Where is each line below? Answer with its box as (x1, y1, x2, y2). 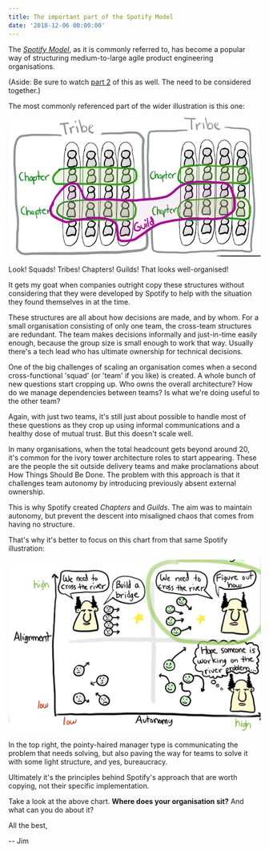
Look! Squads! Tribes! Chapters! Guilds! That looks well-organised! (8, 264, 229, 274)
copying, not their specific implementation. (8, 781, 150, 791)
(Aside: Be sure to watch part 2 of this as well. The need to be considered (8, 77, 251, 87)
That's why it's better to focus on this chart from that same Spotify (8, 535, 228, 544)
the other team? (8, 396, 61, 406)
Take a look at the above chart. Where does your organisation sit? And (8, 797, 244, 806)
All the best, (8, 821, 48, 830)
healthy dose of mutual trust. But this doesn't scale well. (8, 429, 194, 438)
